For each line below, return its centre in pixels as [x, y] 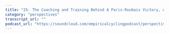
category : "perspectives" [32, 14]
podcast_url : [19, 24]
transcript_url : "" [26, 19]
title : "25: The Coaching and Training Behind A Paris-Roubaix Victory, [83, 10]
